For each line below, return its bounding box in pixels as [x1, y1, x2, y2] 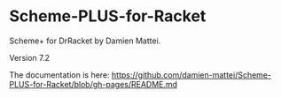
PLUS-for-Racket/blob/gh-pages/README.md [9, 79, 178, 89]
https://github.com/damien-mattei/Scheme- [111, 69, 272, 80]
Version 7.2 [9, 52, 51, 63]
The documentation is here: [9, 69, 110, 80]
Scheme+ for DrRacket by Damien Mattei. [9, 35, 161, 46]
